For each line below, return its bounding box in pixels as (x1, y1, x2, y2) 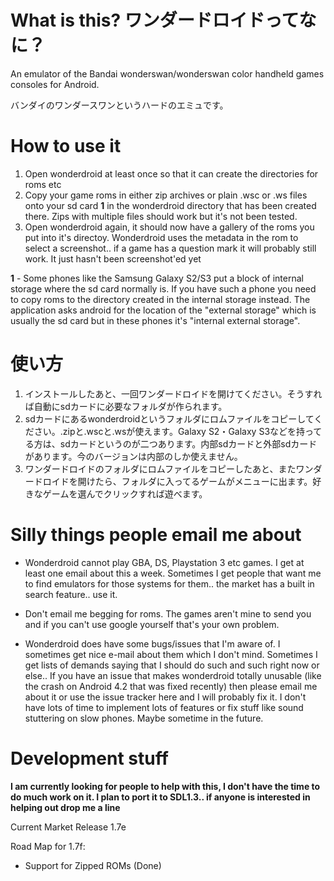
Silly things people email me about (10, 524, 302, 546)
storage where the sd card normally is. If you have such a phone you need (10, 282, 317, 295)
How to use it (10, 135, 122, 158)
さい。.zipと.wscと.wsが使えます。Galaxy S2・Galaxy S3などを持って (33, 425, 323, 437)
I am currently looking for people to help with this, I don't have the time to (10, 780, 321, 792)
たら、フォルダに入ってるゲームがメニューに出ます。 (94, 475, 313, 487)
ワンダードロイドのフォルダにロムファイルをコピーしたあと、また (24, 462, 297, 475)
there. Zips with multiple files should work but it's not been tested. (24, 210, 298, 222)
